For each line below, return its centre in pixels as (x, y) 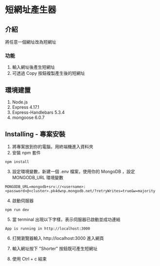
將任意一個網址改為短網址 (31, 42)
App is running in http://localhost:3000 (48, 229)
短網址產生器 (31, 10)
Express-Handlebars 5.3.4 (38, 113)
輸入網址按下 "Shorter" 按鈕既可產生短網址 (55, 249)
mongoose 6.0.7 (28, 117)
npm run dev (17, 210)
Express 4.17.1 (26, 107)
